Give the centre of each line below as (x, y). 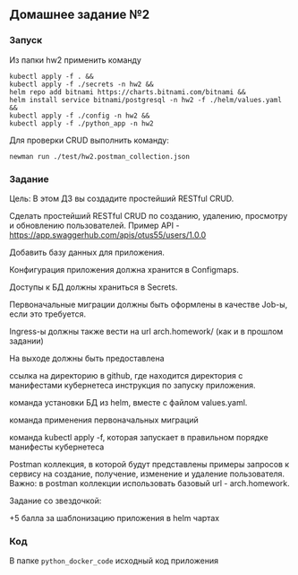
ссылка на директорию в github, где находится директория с (126, 375)
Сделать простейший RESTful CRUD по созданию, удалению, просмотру (149, 215)
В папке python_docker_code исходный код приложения (114, 561)
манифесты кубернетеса (57, 447)
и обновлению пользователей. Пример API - (94, 225)
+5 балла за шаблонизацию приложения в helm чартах (115, 518)
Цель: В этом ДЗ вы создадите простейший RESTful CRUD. (122, 198)
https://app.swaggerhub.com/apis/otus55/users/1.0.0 (108, 235)
